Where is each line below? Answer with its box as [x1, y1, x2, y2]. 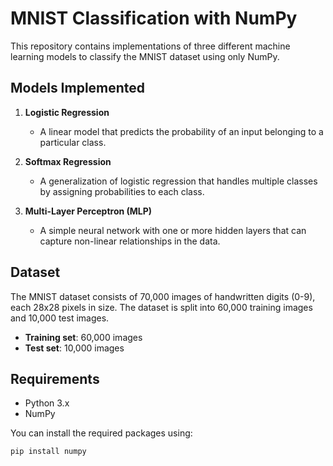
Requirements [10, 370, 100, 387]
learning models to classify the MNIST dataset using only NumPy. [10, 50, 280, 62]
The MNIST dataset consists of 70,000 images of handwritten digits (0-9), [10, 290, 316, 302]
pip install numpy [10, 447, 87, 457]
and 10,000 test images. [10, 312, 110, 324]
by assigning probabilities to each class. [39, 185, 205, 197]
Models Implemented [10, 80, 146, 97]
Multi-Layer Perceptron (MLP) [24, 205, 153, 217]
